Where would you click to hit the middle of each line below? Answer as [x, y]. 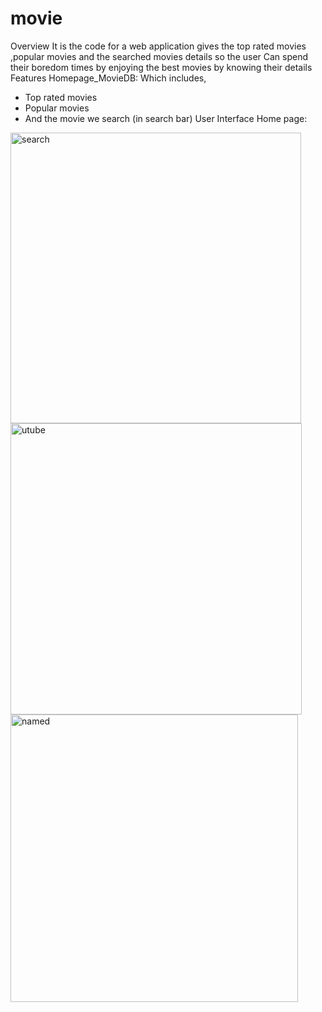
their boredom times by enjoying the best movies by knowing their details [161, 67]
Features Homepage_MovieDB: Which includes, [108, 78]
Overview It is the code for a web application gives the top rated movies [158, 46]
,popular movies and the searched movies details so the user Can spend [159, 56]
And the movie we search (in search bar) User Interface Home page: [166, 118]
